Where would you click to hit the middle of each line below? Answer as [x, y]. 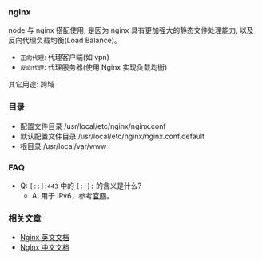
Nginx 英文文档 [45, 238]
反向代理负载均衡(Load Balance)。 [65, 40]
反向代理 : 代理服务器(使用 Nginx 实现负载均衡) [93, 67]
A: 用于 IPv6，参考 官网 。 [73, 195]
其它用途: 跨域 [31, 84]
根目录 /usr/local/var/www [63, 146]
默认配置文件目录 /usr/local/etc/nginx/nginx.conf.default [112, 136]
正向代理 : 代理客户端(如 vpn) [65, 58]
